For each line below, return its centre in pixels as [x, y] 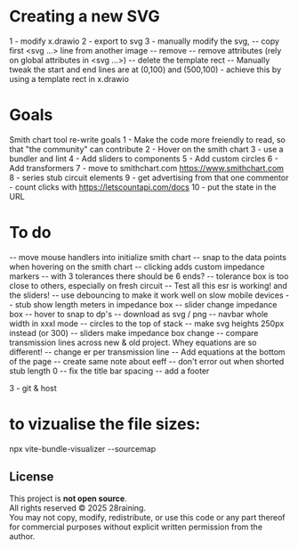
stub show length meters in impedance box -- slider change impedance [146, 304]
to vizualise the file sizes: [105, 424]
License [32, 477]
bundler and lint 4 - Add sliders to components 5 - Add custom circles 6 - [144, 159]
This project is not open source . [68, 498]
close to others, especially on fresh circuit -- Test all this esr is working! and [148, 285]
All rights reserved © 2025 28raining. [78, 508]
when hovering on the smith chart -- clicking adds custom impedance [137, 266]
